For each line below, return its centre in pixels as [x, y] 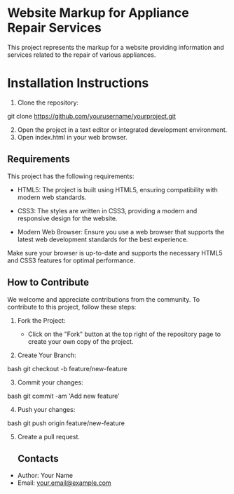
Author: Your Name [45, 476]
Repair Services [54, 28]
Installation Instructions [78, 83]
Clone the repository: [48, 102]
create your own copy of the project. [81, 341]
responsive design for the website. [67, 218]
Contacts [38, 459]
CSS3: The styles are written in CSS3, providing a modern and [107, 211]
